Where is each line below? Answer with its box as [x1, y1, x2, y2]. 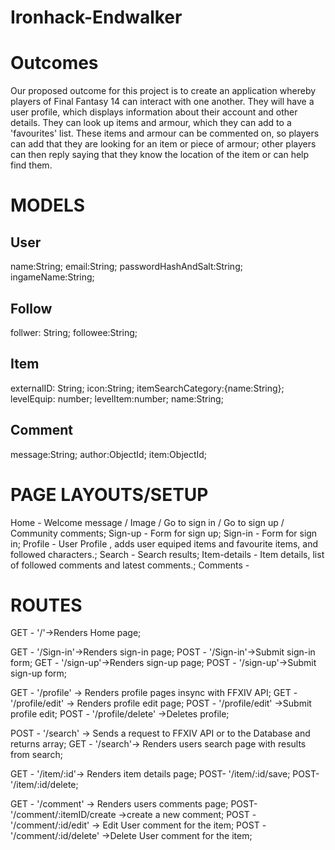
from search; [10, 749, 63, 761]
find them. [10, 159, 53, 171]
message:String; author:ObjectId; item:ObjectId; [10, 448, 208, 460]
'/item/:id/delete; [10, 779, 79, 791]
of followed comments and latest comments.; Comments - [10, 559, 250, 571]
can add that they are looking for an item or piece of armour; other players [10, 138, 317, 150]
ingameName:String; [10, 271, 95, 283]
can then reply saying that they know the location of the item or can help [10, 149, 310, 161]
